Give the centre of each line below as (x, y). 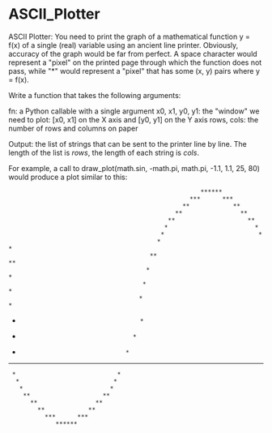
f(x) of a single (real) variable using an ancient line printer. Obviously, (123, 45)
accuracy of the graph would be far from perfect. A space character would (133, 54)
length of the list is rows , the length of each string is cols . (104, 152)
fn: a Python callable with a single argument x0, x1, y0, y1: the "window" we (134, 111)
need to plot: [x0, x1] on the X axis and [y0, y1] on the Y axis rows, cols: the (134, 119)
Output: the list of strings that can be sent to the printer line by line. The (127, 144)
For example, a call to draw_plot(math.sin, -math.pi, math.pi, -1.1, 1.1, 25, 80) (134, 168)
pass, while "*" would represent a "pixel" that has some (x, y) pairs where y (134, 71)
